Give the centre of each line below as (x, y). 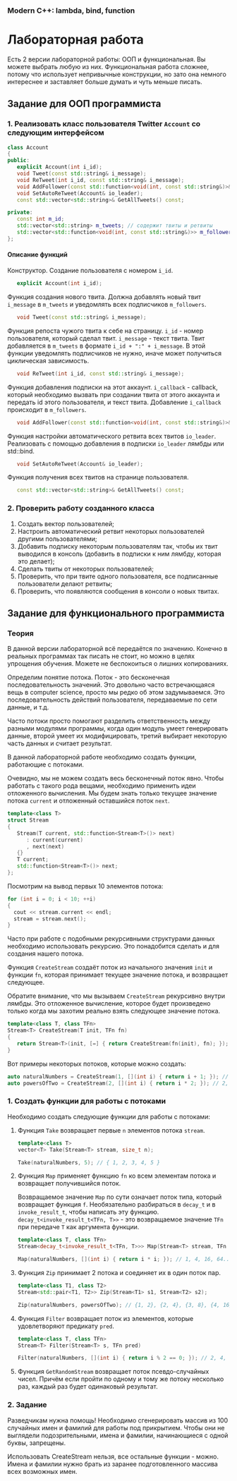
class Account (28, 147)
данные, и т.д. (28, 707)
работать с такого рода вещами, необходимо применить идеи (102, 786)
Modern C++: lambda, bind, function (71, 11)
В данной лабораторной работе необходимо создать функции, (102, 757)
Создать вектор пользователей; (66, 523)
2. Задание (27, 1405)
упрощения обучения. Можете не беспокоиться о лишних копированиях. (118, 664)
